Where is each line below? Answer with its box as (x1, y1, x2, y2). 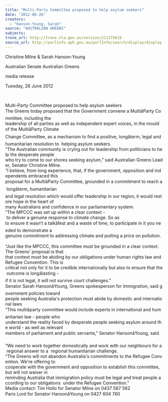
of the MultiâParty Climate (5, 126, 59, 132)
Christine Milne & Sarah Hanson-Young (5, 54, 85, 60)
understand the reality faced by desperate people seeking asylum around (5, 319, 156, 325)
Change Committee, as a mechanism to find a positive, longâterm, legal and (5, 133, 161, 139)
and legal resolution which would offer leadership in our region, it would (5, 193, 153, 199)
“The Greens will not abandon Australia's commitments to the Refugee (5, 353, 150, 359)
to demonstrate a (16, 227, 52, 233)
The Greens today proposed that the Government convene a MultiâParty (5, 108, 154, 114)
